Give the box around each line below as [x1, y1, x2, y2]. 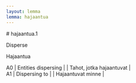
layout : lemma [6, 8, 41, 15]
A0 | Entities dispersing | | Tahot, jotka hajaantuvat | [6, 64, 131, 71]
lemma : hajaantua [6, 14, 49, 20]
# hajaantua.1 [6, 30, 38, 37]
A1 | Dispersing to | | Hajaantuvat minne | [6, 70, 104, 77]
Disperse [6, 41, 28, 49]
